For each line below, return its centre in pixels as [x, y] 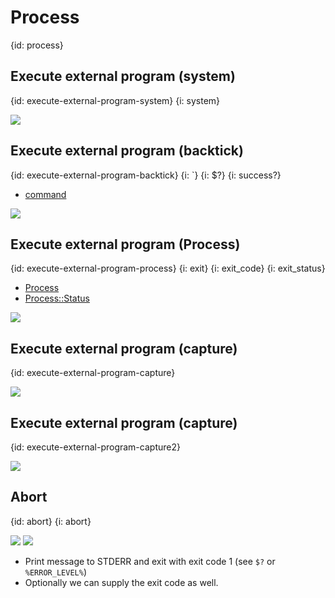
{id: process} [37, 45]
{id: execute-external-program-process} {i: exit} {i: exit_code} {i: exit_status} [168, 268]
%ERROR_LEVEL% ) [55, 572]
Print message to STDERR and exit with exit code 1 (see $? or [150, 561]
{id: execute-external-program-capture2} [95, 447]
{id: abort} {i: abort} [51, 521]
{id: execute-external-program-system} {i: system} [115, 100]
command [45, 194]
